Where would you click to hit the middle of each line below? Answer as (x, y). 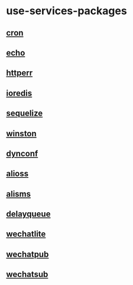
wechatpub (27, 254)
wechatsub (27, 275)
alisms (19, 194)
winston (21, 134)
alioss (17, 174)
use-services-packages (66, 11)
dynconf (22, 153)
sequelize (25, 113)
